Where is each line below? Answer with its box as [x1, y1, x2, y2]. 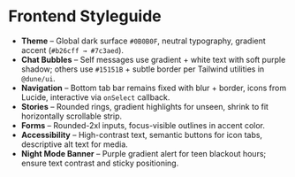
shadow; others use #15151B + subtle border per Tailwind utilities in [20, 64, 265, 74]
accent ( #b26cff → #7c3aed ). [20, 44, 125, 55]
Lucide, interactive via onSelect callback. [20, 91, 170, 103]
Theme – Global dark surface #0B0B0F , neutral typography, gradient [20, 35, 266, 46]
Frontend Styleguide [8, 6, 163, 27]
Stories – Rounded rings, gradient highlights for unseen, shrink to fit [20, 101, 269, 112]
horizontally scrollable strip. [20, 111, 123, 121]
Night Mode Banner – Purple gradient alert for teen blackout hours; [20, 148, 267, 158]
